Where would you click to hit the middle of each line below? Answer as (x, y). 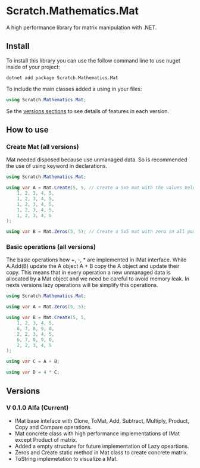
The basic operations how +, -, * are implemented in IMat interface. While (96, 260)
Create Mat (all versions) (43, 146)
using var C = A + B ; (33, 361)
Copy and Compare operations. (53, 427)
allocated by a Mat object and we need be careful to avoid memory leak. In (98, 279)
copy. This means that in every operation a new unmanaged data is (88, 273)
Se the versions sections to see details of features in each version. (88, 111)
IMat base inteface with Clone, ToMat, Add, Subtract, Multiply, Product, (102, 420)
